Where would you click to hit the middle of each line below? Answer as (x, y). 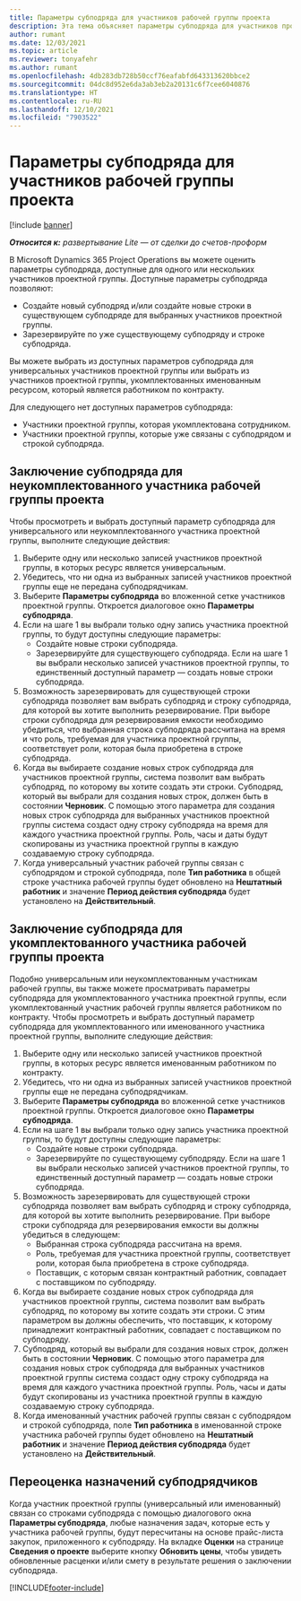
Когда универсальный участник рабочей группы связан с (133, 863)
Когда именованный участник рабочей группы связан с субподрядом (156, 1415)
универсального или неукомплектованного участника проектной (135, 531)
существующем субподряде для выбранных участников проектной (152, 316)
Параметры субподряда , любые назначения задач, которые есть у (140, 1522)
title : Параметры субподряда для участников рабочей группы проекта (140, 17)
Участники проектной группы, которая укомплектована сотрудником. (156, 425)
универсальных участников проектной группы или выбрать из (129, 371)
